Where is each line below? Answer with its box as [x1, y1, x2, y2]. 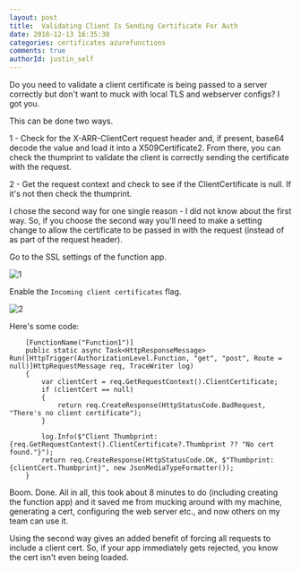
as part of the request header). [9, 234, 123, 244]
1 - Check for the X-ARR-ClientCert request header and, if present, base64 [9, 133, 285, 143]
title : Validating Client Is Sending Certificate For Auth [9, 21, 239, 30]
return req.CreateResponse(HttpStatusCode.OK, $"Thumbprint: [41, 456, 275, 464]
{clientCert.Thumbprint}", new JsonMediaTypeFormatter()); [9, 464, 235, 473]
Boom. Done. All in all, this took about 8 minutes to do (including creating [9, 487, 279, 498]
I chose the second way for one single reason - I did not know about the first [9, 206, 292, 216]
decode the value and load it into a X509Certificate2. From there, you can [9, 142, 281, 153]
